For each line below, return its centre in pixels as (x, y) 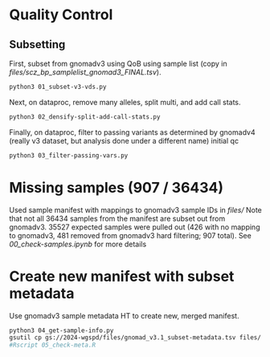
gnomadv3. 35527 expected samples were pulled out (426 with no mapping (135, 227)
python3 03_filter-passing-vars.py (69, 155)
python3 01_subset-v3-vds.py (58, 87)
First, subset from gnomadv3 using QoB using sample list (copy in (118, 63)
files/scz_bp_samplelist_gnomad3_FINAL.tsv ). (85, 72)
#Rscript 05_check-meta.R (52, 345)
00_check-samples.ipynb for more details (78, 244)
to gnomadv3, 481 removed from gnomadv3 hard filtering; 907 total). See (130, 235)
